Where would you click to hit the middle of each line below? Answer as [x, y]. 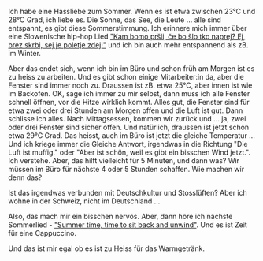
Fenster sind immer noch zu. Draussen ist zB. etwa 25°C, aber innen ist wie [130, 85]
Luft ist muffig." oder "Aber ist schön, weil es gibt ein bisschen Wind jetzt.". [129, 152]
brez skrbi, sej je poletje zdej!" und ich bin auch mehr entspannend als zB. [128, 45]
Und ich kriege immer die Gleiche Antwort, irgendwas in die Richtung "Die [128, 144]
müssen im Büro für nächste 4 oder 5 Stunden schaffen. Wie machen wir [126, 169]
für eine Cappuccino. [43, 233]
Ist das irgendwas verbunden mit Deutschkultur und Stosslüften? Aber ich [128, 193]
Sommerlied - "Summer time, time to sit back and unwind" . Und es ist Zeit [128, 225]
